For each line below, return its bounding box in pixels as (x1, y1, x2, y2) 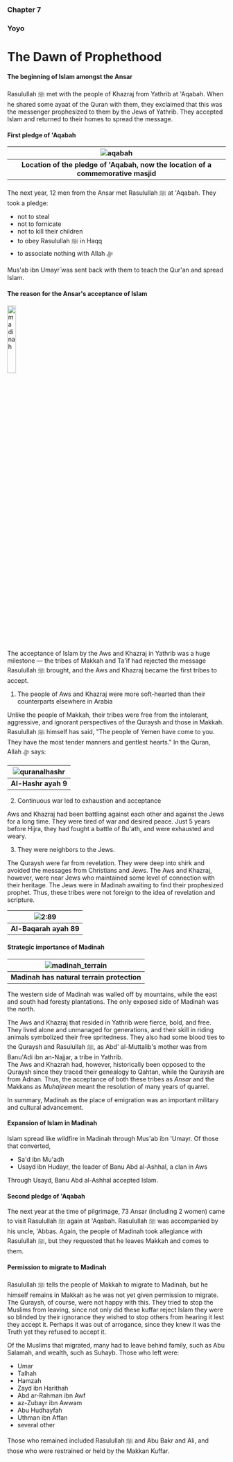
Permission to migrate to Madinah (7, 1263, 107, 1271)
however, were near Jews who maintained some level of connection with (7, 873, 215, 882)
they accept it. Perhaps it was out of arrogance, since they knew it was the (7, 1321, 221, 1329)
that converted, (7, 1142, 51, 1150)
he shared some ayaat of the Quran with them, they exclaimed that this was (7, 101, 223, 109)
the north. (7, 1004, 36, 1013)
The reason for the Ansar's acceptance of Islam (7, 290, 148, 298)
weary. (7, 832, 27, 840)
